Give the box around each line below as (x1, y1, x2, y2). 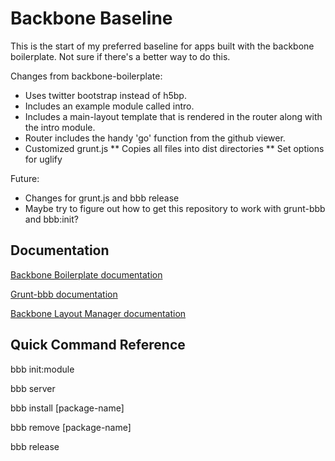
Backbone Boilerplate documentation (10, 268, 163, 281)
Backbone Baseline (10, 7, 173, 30)
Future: (10, 172, 40, 184)
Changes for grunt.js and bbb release (24, 192, 180, 204)
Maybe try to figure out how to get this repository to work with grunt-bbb (24, 202, 326, 214)
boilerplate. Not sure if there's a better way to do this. (10, 50, 231, 62)
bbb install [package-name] (10, 402, 125, 414)
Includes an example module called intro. (24, 100, 195, 112)
